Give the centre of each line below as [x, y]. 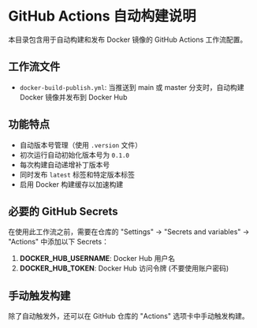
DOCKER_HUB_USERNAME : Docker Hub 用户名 [97, 259]
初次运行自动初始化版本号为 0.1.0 [74, 155]
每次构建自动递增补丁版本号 [65, 164]
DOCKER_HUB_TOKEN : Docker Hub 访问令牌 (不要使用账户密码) [124, 268]
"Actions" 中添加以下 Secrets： [58, 242]
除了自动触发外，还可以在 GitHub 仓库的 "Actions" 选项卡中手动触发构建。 [129, 316]
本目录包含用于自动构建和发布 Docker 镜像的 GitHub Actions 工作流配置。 [128, 39]
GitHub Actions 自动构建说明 [102, 16]
